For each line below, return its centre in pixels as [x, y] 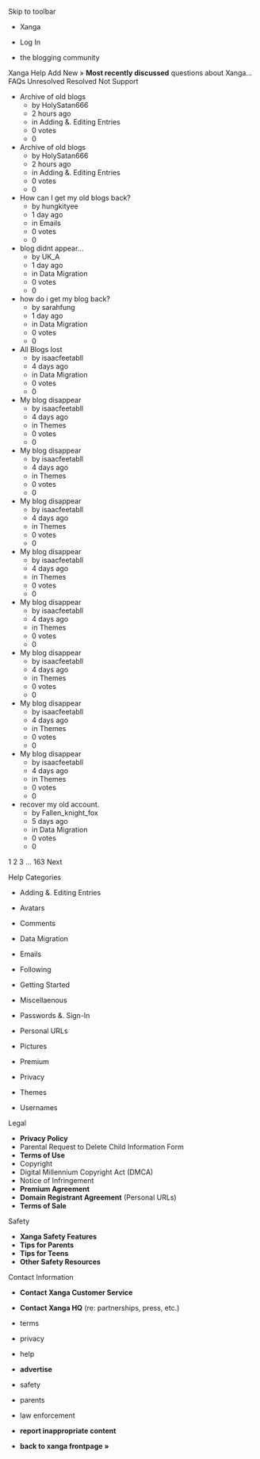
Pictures [33, 1046]
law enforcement [47, 1415]
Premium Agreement [54, 1189]
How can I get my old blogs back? [75, 198]
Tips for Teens [44, 1253]
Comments [38, 923]
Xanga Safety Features [58, 1237]
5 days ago [50, 821]
